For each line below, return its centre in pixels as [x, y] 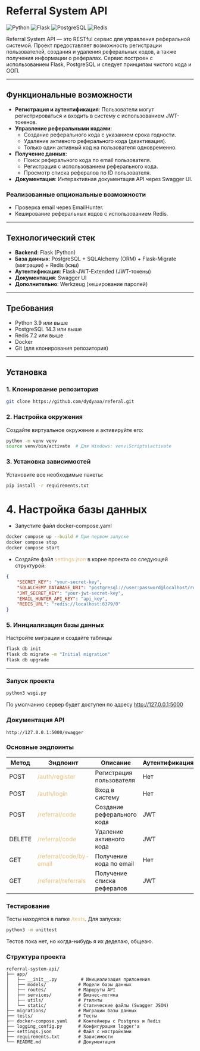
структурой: [30, 566]
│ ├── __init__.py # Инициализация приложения [78, 980]
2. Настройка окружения [45, 417]
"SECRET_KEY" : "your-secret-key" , [60, 582]
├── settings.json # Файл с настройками [69, 1032]
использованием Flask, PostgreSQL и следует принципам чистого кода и [99, 64]
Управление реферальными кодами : [63, 128]
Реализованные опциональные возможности [76, 194]
